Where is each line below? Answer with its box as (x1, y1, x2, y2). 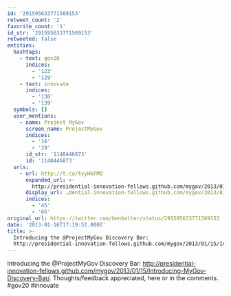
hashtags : (13, 49, 41, 56)
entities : (7, 42, 36, 49)
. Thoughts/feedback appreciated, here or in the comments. (49, 274, 219, 282)
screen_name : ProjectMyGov (25, 125, 103, 132)
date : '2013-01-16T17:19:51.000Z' (7, 221, 107, 228)
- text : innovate (19, 81, 69, 87)
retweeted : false (7, 36, 57, 43)
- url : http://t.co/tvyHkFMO (19, 170, 103, 177)
